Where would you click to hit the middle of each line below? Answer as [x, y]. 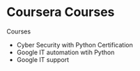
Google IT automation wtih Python [65, 52]
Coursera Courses [61, 12]
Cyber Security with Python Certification [75, 45]
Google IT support [43, 59]
